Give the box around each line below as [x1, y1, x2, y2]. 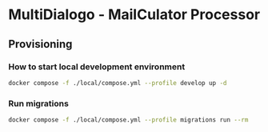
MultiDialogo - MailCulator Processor [8, 6, 261, 24]
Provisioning [8, 37, 73, 51]
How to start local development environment [8, 61, 186, 72]
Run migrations [8, 98, 70, 109]
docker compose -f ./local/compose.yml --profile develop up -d [8, 79, 227, 87]
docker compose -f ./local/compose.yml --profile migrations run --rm [8, 116, 249, 124]
